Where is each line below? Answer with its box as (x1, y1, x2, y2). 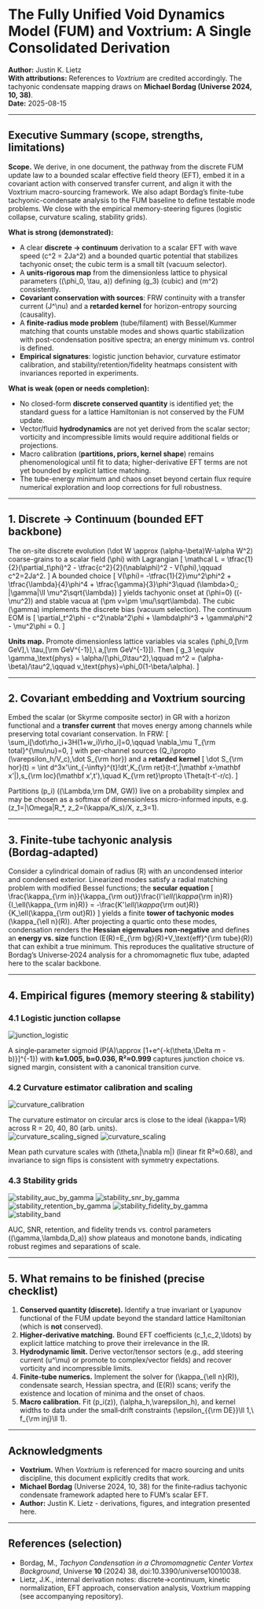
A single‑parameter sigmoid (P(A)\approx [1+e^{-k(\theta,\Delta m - (8, 1045, 226, 1055)
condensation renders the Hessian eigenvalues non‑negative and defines (8, 925, 250, 935)
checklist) (8, 1284, 59, 1297)
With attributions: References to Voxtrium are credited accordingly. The (8, 73, 242, 83)
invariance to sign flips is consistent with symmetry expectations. (8, 1155, 220, 1165)
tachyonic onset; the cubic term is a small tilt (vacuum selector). (19, 259, 228, 269)
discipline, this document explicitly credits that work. (19, 1474, 190, 1483)
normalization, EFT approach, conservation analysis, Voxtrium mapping (19, 1583, 251, 1592)
